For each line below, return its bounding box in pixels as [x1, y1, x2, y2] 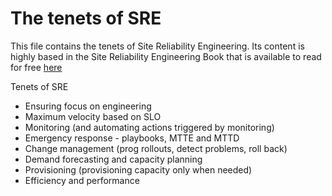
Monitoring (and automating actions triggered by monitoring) [24, 121, 275, 133]
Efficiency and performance [24, 174, 140, 186]
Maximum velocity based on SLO [24, 110, 162, 122]
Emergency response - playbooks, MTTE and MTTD [24, 132, 240, 144]
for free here [10, 61, 63, 73]
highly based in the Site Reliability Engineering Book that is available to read [10, 50, 322, 62]
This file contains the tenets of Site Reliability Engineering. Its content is [10, 40, 305, 52]
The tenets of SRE [10, 7, 162, 30]
